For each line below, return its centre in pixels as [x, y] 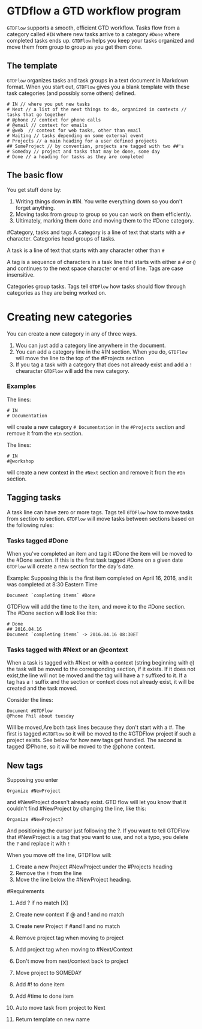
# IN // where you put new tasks [49, 104]
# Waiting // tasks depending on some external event [76, 136]
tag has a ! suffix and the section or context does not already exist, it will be [101, 682]
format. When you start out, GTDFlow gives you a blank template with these [98, 87]
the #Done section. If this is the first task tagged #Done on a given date [95, 560]
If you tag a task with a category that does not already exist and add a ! [104, 364]
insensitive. [21, 274]
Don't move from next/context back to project [72, 961]
